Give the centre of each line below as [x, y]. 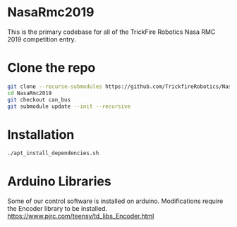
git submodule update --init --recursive [69, 106]
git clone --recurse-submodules [55, 86]
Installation [41, 134]
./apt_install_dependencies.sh [53, 153]
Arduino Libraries [59, 182]
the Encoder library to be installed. [57, 209]
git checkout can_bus [39, 99]
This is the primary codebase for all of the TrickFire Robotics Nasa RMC [111, 32]
